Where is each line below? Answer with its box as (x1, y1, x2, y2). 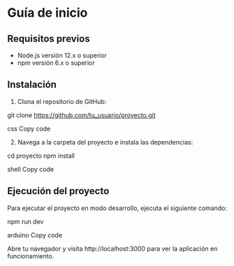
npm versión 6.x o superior (17, 59, 96, 67)
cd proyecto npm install (7, 152, 75, 160)
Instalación (7, 79, 57, 91)
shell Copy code (7, 165, 54, 173)
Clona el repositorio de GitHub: (17, 97, 107, 105)
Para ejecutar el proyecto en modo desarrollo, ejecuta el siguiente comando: (7, 204, 228, 212)
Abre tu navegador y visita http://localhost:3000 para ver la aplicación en (7, 244, 218, 253)
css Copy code (7, 124, 51, 133)
